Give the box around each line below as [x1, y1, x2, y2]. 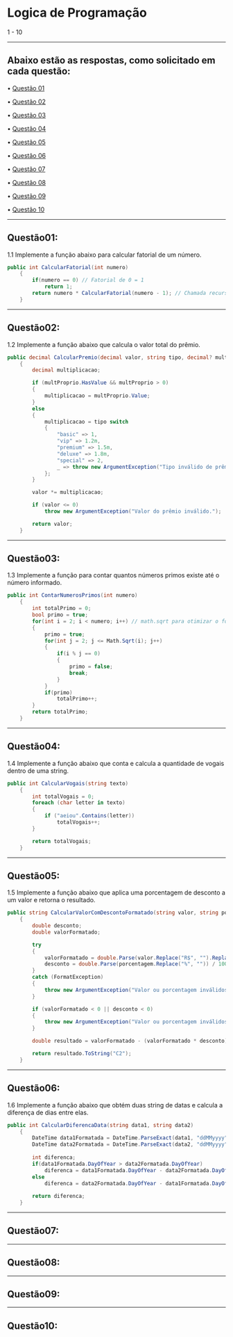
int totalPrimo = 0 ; [32, 605, 92, 612]
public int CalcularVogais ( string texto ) [7, 780, 129, 787]
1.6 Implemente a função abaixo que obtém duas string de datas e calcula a [7, 1100, 223, 1109]
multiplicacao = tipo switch [44, 418, 129, 425]
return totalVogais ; [32, 838, 92, 844]
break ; [69, 669, 89, 676]
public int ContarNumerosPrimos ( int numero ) [7, 592, 138, 599]
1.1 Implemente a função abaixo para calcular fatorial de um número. [7, 250, 202, 259]
